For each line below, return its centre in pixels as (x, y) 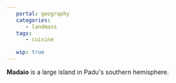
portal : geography (43, 14)
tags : (24, 33)
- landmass (41, 27)
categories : (33, 20)
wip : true (30, 52)
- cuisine (39, 40)
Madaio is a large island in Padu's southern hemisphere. (88, 72)
